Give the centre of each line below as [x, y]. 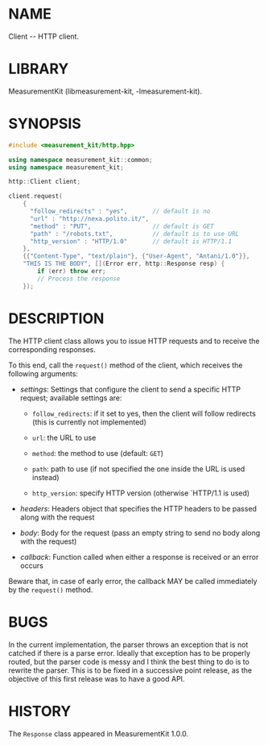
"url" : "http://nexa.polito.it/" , [89, 218]
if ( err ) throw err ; [72, 271]
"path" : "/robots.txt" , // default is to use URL [134, 234]
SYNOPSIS [45, 124]
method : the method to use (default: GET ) [97, 453]
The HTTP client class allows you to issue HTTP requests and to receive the [134, 341]
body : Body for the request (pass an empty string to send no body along [140, 533]
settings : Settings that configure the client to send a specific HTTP [130, 389]
